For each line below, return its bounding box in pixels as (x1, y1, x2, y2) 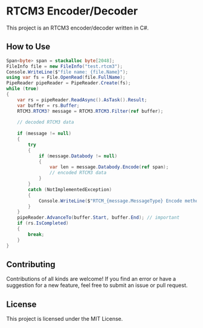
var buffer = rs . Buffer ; (17, 102, 80, 109)
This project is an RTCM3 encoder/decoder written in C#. (6, 24, 149, 31)
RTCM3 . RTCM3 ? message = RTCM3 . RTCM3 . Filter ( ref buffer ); (17, 108, 164, 114)
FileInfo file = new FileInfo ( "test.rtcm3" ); (6, 63, 123, 69)
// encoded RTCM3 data (49, 170, 107, 176)
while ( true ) (6, 86, 39, 92)
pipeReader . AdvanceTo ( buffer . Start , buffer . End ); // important (17, 215, 180, 221)
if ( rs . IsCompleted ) (17, 220, 69, 227)
